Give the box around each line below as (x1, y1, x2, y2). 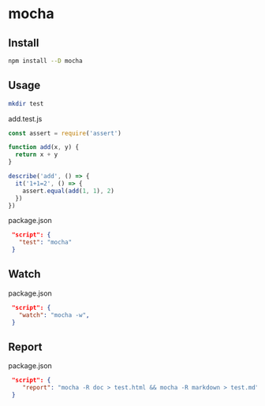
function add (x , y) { (8, 143, 80, 151)
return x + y (15, 151, 58, 158)
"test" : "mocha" (18, 238, 73, 247)
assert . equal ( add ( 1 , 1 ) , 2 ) (22, 187, 114, 195)
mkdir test (8, 99, 44, 107)
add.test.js (8, 114, 43, 123)
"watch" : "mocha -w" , (18, 311, 90, 319)
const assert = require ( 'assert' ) (8, 129, 122, 137)
